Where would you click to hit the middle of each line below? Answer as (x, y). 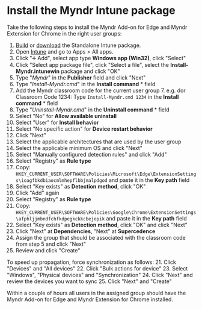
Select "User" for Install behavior (57, 122)
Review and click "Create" (48, 250)
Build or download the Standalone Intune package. (78, 45)
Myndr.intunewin (38, 71)
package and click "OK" (91, 71)
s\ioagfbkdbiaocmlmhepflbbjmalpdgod (61, 180)
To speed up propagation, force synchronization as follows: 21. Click (91, 262)
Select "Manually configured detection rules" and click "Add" (91, 154)
